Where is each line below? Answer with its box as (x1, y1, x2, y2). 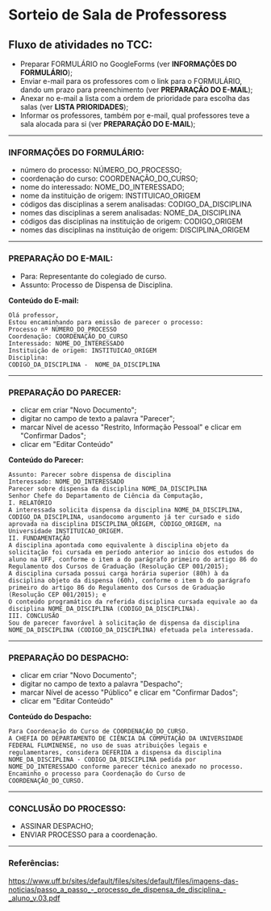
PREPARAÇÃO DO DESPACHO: (8, 652, 129, 663)
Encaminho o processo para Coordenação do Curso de (8, 770, 186, 778)
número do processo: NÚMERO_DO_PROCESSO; (19, 165, 182, 175)
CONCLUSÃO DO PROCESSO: (8, 803, 127, 814)
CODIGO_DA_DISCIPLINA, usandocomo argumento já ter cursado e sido (8, 512, 240, 521)
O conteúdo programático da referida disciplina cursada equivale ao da (8, 597, 258, 606)
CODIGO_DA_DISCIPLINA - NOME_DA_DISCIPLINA (8, 361, 161, 369)
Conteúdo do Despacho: (8, 712, 92, 721)
